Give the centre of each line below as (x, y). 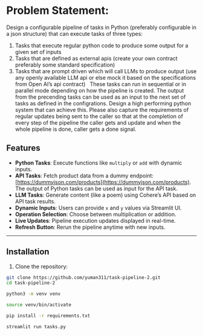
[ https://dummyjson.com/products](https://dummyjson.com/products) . (103, 182)
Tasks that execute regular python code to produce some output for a (101, 45)
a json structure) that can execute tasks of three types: (75, 33)
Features (23, 148)
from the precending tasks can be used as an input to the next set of (100, 97)
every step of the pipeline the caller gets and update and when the (98, 122)
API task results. (35, 201)
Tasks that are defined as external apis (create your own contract (96, 58)
